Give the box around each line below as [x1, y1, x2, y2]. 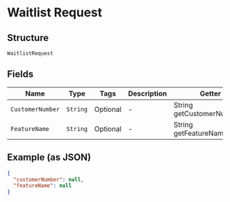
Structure [7, 32, 49, 44]
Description [127, 89, 168, 98]
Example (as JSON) [7, 151, 91, 163]
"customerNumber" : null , [13, 176, 84, 183]
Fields [7, 68, 34, 80]
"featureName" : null [13, 182, 72, 189]
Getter [199, 89, 221, 98]
